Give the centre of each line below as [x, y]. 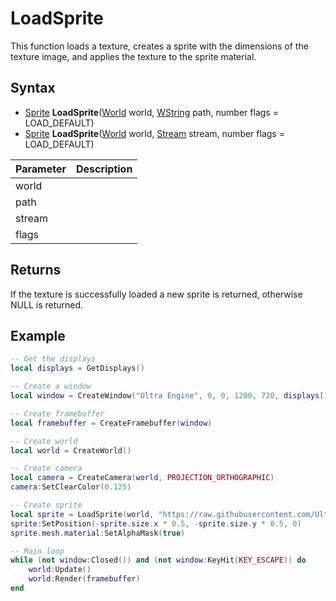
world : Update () [60, 570]
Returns [36, 270]
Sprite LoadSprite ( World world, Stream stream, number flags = [154, 133]
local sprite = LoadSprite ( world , [82, 514]
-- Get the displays [53, 359]
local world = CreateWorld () [71, 450]
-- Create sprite [46, 505]
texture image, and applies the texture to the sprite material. [133, 56]
